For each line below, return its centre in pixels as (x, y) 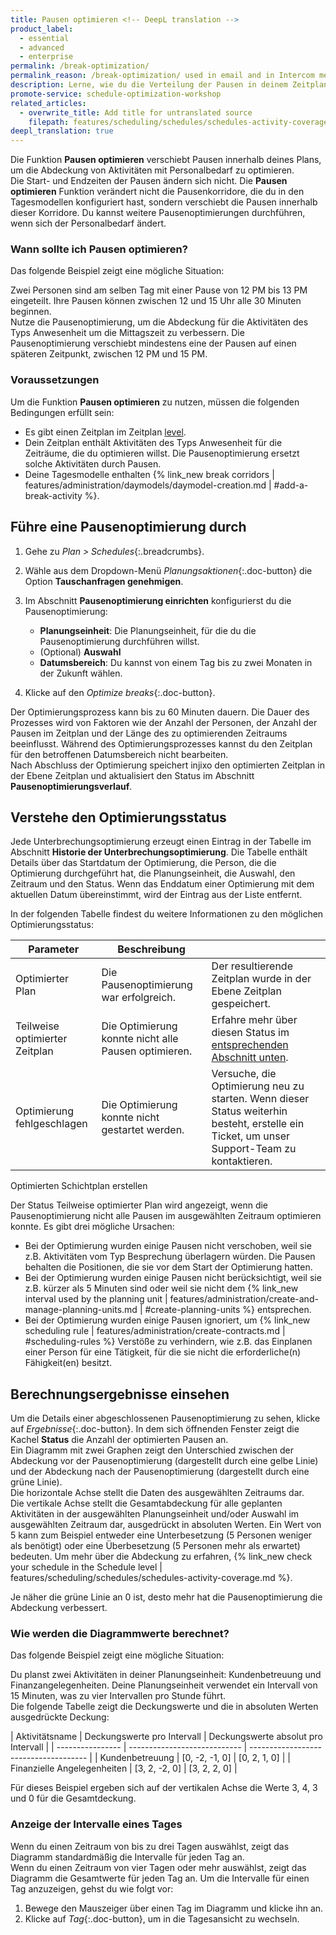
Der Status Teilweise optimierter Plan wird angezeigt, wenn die (139, 1205)
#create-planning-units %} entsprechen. (228, 1310)
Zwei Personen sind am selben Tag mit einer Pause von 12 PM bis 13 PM (159, 290)
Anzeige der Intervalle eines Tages (96, 1824)
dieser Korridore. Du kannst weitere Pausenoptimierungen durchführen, (158, 213)
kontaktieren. (242, 1161)
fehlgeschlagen (51, 1124)
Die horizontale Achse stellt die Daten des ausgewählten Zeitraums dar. (157, 1493)
